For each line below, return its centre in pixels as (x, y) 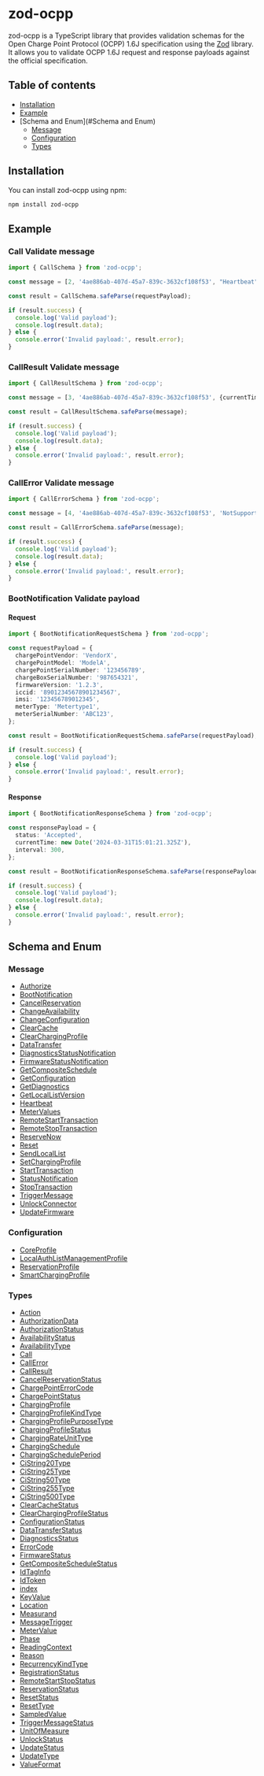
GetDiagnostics (44, 1087)
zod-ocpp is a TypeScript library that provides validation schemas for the (126, 35)
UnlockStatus (41, 1739)
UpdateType (39, 1756)
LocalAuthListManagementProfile (73, 1258)
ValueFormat (40, 1764)
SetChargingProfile (50, 1162)
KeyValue (35, 1597)
